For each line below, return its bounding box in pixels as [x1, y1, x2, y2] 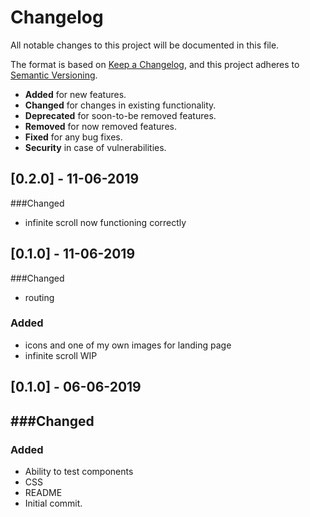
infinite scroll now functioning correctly [24, 216, 187, 228]
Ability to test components [24, 465, 134, 477]
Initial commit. [24, 497, 83, 509]
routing [24, 291, 55, 303]
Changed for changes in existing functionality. [24, 99, 217, 111]
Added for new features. [24, 88, 127, 100]
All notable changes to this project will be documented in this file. [10, 39, 280, 51]
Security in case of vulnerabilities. [24, 141, 167, 153]
